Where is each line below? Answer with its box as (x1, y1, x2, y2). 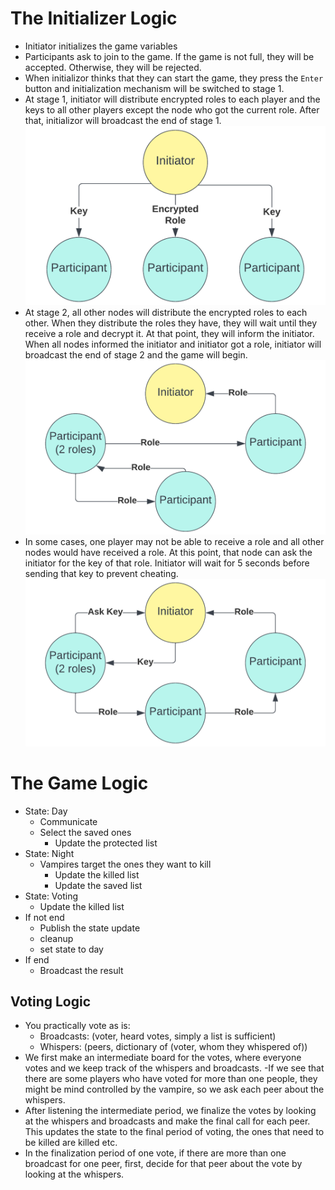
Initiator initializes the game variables (24, 40, 178, 52)
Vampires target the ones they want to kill (39, 858, 212, 870)
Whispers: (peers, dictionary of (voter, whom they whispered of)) (39, 1041, 308, 1053)
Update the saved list (54, 879, 143, 891)
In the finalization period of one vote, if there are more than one (24, 1147, 287, 1159)
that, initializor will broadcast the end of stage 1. (24, 114, 222, 126)
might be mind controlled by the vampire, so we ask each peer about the (24, 1083, 325, 1096)
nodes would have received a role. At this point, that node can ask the (24, 547, 313, 559)
